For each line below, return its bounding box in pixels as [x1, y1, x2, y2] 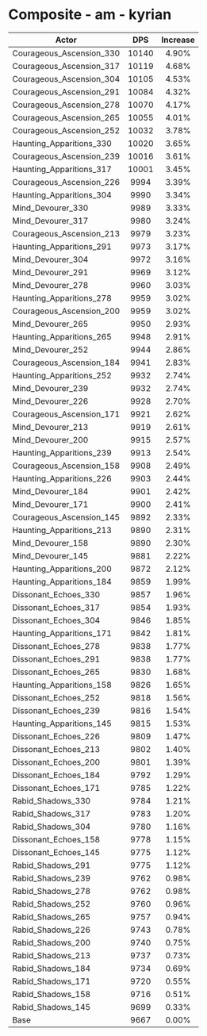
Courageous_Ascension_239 [12, 151, 121, 162]
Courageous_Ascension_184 [12, 357, 121, 368]
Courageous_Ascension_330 [12, 48, 121, 59]
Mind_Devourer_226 [12, 395, 89, 406]
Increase [161, 34, 196, 45]
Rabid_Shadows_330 [12, 795, 91, 806]
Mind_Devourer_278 [12, 279, 89, 290]
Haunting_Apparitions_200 [12, 563, 113, 574]
